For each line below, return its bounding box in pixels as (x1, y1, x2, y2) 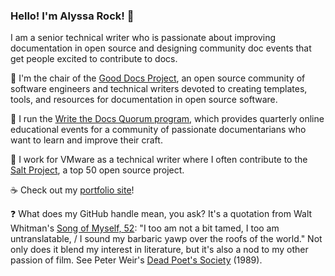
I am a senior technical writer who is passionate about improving (10, 32, 277, 44)
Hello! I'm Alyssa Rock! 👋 (10, 9, 135, 23)
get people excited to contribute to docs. (10, 53, 178, 65)
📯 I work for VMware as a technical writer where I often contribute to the (10, 154, 308, 166)
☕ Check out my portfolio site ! (10, 184, 135, 196)
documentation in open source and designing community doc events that (10, 42, 312, 54)
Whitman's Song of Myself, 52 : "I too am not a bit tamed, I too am (10, 222, 280, 234)
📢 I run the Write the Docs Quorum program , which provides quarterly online (10, 113, 325, 125)
